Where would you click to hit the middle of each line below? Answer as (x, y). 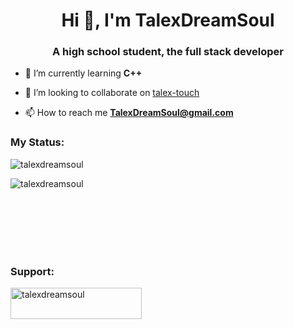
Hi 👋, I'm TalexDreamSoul (168, 20)
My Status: (37, 142)
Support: (32, 271)
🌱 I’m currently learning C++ (83, 73)
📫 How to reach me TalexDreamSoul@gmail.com (129, 113)
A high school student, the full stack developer (168, 52)
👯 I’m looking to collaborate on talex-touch (112, 93)
